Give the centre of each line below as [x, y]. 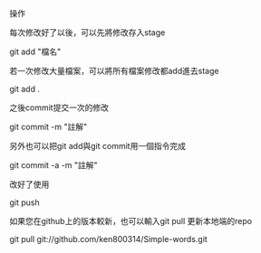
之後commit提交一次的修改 [59, 108]
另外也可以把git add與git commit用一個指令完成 [97, 146]
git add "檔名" [35, 52]
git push [25, 202]
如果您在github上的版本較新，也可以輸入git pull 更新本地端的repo [130, 221]
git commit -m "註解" [48, 126]
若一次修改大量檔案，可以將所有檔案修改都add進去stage [114, 71]
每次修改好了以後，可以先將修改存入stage [87, 33]
